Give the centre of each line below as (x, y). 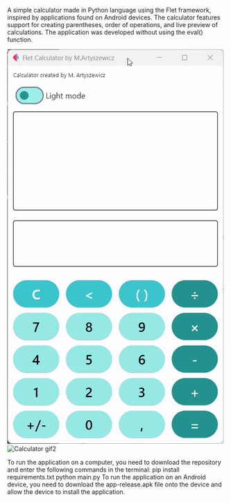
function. (20, 40)
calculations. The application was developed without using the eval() (105, 32)
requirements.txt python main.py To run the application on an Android (106, 477)
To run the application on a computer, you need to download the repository (114, 462)
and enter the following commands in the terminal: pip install (94, 470)
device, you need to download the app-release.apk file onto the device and (114, 484)
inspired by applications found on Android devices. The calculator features (114, 17)
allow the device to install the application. (66, 492)
